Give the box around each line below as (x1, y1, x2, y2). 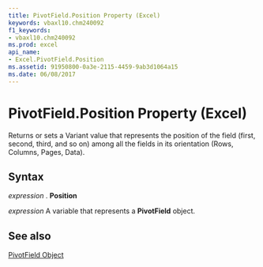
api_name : (8, 48, 41, 56)
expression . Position (8, 191, 77, 201)
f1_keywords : (8, 26, 51, 34)
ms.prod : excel (8, 41, 58, 49)
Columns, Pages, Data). (8, 147, 85, 156)
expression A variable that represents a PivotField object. (8, 206, 196, 216)
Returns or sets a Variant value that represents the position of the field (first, (8, 130, 256, 140)
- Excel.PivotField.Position (8, 56, 104, 64)
